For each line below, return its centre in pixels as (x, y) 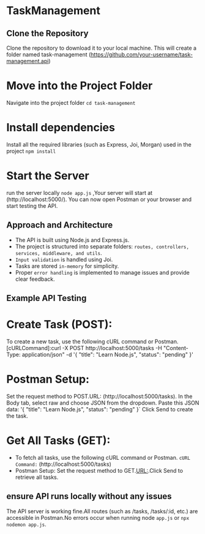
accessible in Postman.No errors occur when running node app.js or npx (98, 517)
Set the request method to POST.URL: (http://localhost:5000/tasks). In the (99, 396)
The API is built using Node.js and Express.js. (72, 240)
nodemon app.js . (27, 524)
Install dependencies (61, 128)
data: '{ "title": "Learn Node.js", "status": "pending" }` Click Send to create (100, 409)
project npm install (31, 151)
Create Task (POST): (59, 325)
